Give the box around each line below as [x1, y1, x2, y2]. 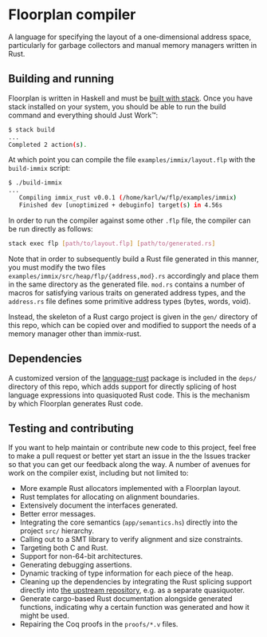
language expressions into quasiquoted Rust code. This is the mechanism [8, 390, 250, 400]
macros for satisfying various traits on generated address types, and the [8, 287, 245, 297]
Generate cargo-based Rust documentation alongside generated [19, 594, 233, 603]
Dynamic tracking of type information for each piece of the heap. [19, 568, 234, 578]
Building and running [8, 72, 114, 85]
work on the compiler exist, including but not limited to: [8, 469, 189, 478]
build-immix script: [8, 164, 71, 173]
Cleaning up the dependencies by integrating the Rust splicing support [19, 577, 253, 587]
